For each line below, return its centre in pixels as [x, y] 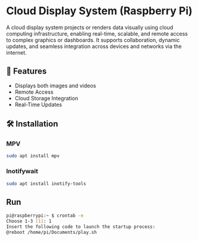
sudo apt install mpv [33, 156]
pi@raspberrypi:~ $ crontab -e [45, 216]
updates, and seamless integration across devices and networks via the [94, 46]
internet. [16, 52]
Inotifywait [22, 172]
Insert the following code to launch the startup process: [81, 227]
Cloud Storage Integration [46, 98]
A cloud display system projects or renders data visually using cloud [90, 27]
